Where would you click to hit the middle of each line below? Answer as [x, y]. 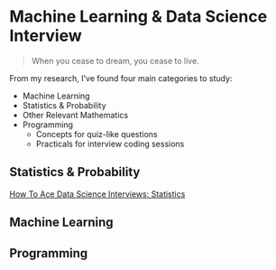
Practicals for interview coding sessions [110, 144]
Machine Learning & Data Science [138, 17]
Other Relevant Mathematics [75, 115]
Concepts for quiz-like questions [97, 134]
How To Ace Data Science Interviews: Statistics [97, 194]
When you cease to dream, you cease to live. [115, 61]
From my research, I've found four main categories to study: [121, 78]
